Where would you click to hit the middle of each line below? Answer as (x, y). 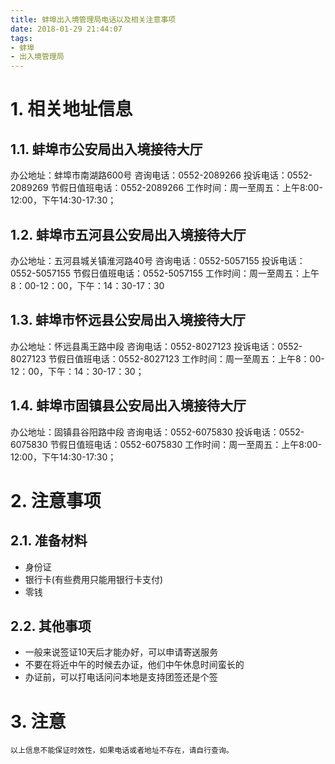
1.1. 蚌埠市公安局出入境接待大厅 (106, 149)
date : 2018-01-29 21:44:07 (66, 29)
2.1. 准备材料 (49, 541)
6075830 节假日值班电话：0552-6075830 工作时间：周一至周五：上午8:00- (166, 444)
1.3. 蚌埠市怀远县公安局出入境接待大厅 (128, 320)
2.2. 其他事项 (51, 626)
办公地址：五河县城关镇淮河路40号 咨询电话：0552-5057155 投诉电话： (158, 260)
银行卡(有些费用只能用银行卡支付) (94, 579)
